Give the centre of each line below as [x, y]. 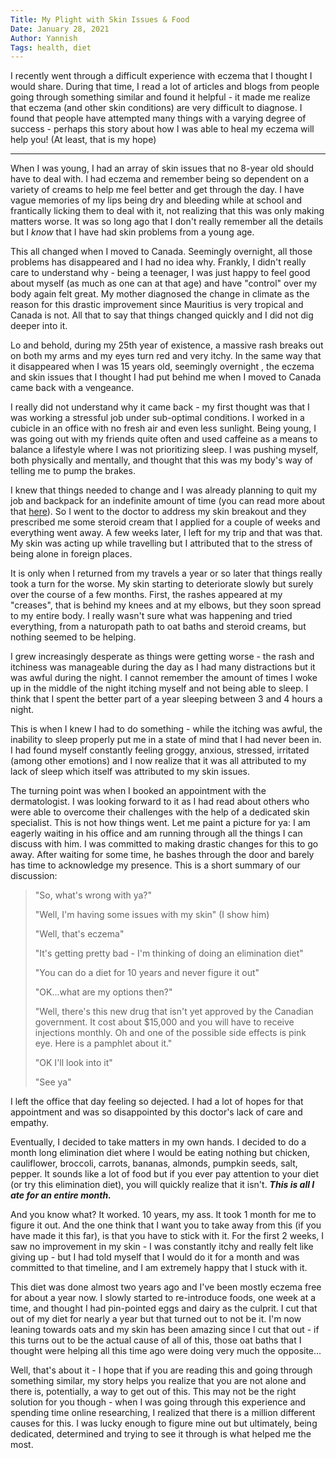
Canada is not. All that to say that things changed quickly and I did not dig [162, 315]
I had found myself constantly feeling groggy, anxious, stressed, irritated [160, 750]
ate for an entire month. [61, 1195]
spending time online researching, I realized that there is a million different [163, 1413]
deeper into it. [39, 326]
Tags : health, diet [51, 47]
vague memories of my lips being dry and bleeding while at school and [156, 200]
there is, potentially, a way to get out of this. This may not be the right [153, 1392]
